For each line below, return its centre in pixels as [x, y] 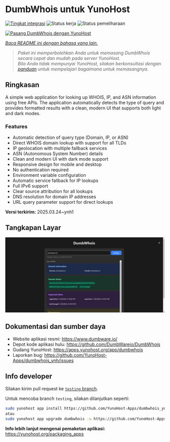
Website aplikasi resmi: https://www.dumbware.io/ [65, 339]
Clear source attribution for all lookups [53, 192]
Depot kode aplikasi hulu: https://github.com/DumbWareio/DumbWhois [86, 344]
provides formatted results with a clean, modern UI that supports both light [83, 108]
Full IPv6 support [30, 186]
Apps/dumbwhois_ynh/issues [43, 360]
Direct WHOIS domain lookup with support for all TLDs [69, 143]
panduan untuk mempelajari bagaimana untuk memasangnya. [83, 69]
